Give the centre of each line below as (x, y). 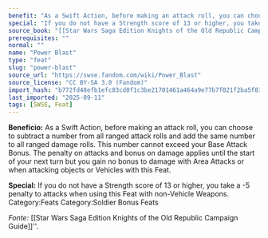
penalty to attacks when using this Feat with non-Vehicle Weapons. (119, 194)
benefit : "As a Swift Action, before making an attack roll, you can (126, 16)
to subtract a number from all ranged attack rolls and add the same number (132, 136)
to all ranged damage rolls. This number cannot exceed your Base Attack (128, 145)
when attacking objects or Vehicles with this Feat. (90, 170)
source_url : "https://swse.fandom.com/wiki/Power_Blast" (105, 75)
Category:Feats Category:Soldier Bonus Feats (84, 202)
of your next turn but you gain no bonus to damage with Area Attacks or (126, 161)
